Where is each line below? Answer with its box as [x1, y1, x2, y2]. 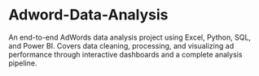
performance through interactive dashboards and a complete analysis [8, 49, 243, 59]
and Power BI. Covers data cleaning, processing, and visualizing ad [8, 40, 235, 50]
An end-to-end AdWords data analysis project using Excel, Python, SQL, [8, 32, 251, 42]
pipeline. [8, 58, 37, 68]
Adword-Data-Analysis [8, 6, 169, 24]
